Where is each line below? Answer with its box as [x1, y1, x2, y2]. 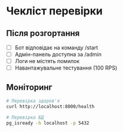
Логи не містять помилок [14, 58, 80, 65]
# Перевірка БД [6, 114, 44, 121]
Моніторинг [6, 82, 53, 92]
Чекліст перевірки [6, 4, 103, 18]
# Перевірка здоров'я [6, 98, 60, 104]
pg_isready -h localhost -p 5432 [6, 120, 90, 126]
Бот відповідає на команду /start [14, 44, 99, 51]
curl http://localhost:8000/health [6, 103, 95, 109]
